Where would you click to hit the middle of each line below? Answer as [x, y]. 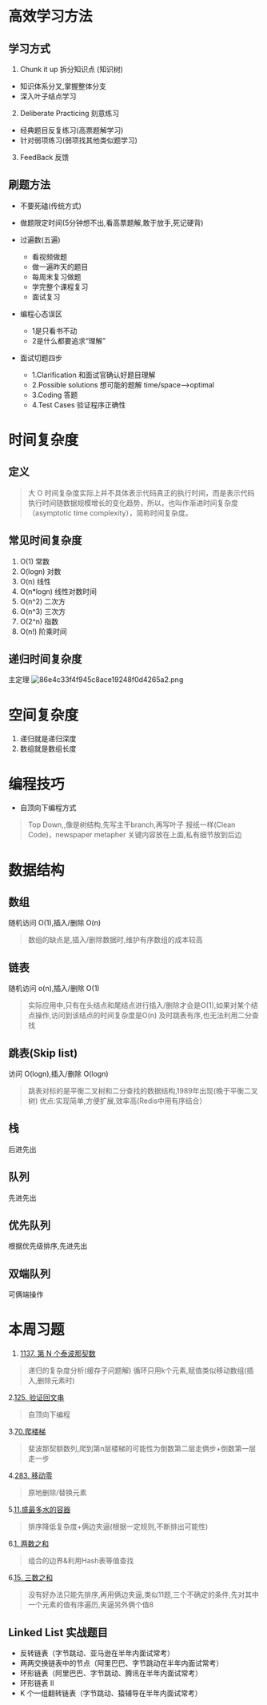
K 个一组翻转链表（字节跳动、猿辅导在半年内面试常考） [111, 1693]
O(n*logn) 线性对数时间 [58, 591]
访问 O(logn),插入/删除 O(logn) [59, 1073]
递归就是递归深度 [48, 739]
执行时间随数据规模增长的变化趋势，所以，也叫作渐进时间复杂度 [133, 503]
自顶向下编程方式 [48, 808]
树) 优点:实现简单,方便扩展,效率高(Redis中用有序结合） [117, 1101]
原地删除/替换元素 [57, 1493]
